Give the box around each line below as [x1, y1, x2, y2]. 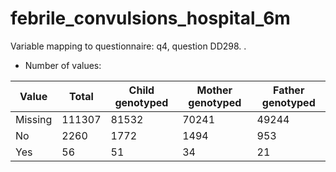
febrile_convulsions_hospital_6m [10, 7, 291, 30]
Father [273, 83, 305, 97]
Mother [196, 83, 233, 97]
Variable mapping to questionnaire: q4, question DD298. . [10, 40, 247, 52]
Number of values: [24, 59, 102, 71]
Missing [15, 112, 53, 126]
